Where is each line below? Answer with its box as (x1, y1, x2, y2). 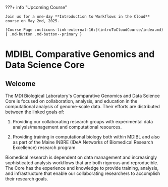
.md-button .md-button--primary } (10, 32, 82, 37)
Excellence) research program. (12, 145, 77, 151)
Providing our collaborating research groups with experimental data (12, 119, 153, 124)
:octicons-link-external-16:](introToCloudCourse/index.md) (34, 27, 164, 32)
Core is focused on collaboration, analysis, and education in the (5, 98, 138, 104)
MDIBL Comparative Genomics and (5, 49, 155, 60)
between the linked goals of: (5, 109, 65, 115)
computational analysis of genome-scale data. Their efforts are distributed (5, 104, 160, 109)
